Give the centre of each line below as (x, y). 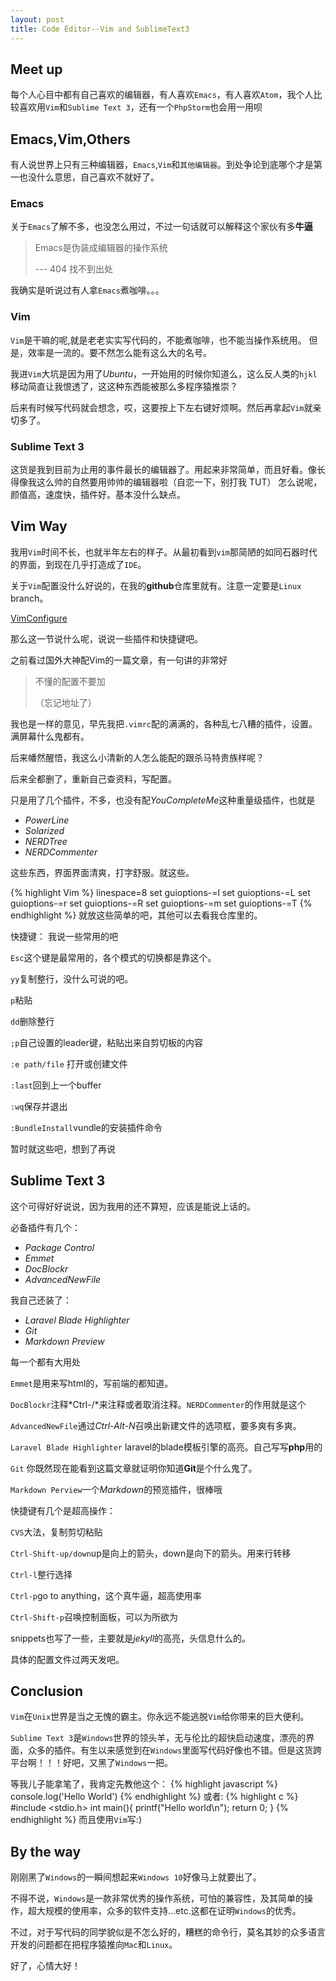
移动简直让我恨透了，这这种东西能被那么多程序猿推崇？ (124, 386)
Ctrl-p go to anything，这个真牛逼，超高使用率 (106, 1595)
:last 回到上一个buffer (56, 1085)
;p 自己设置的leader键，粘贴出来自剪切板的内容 (106, 1042)
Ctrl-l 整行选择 (41, 1574)
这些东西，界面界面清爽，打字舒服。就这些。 (102, 872)
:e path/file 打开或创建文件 (69, 1063)
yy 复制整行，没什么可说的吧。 (72, 978)
